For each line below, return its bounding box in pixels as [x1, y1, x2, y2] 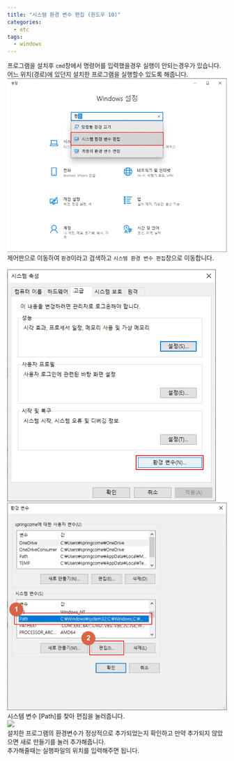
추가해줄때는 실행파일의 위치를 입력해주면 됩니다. [7, 746, 140, 755]
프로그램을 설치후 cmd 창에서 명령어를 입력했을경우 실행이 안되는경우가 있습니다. [7, 61, 221, 70]
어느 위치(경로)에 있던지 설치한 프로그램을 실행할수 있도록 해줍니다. [7, 70, 189, 79]
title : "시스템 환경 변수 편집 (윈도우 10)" [7, 11, 121, 18]
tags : [7, 33, 23, 40]
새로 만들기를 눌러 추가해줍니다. [19, 737, 106, 746]
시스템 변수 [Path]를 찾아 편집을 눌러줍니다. [7, 712, 125, 720]
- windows [13, 40, 42, 48]
